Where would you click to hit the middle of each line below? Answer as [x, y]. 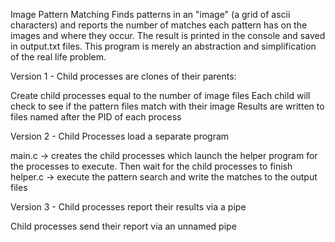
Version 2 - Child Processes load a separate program [120, 136]
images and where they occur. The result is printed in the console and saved [168, 35]
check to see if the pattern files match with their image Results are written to [167, 106]
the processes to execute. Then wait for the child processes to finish [151, 166]
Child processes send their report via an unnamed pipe [123, 226]
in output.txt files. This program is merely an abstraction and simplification [163, 46]
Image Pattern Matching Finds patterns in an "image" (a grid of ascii [150, 14]
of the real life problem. [58, 57]
